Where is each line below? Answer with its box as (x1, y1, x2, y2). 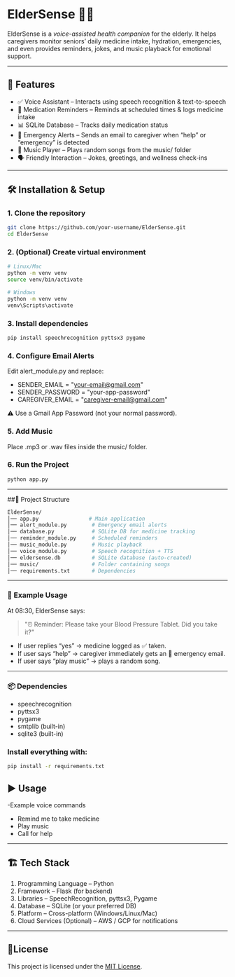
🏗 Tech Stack (7, 857, 70, 869)
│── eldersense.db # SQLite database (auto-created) (7, 554, 192, 561)
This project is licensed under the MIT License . (7, 962, 143, 970)
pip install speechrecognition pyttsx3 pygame (7, 334, 145, 342)
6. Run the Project (7, 460, 69, 470)
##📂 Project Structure (7, 495, 70, 503)
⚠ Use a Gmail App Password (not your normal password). (7, 409, 177, 418)
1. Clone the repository (7, 208, 86, 218)
